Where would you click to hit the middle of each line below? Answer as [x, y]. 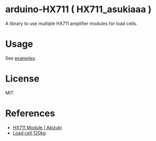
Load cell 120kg [29, 133]
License [22, 79]
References [30, 114]
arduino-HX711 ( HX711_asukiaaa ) [79, 9]
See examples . [21, 58]
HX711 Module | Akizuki [37, 127]
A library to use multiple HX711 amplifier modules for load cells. [71, 23]
